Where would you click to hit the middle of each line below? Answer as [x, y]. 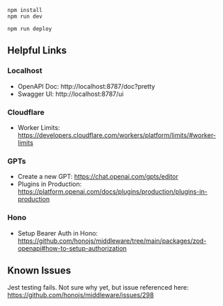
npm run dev [25, 16]
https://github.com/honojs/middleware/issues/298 [81, 295]
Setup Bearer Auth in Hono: [57, 233]
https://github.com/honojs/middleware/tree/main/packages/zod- [112, 241]
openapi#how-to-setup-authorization [72, 248]
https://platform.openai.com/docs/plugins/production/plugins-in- [112, 192]
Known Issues [39, 270]
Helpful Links [37, 51]
